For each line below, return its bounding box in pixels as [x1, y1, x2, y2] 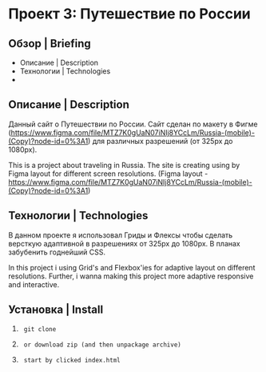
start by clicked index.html [23, 357, 121, 365]
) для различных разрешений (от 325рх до [87, 136, 233, 146]
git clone [23, 326, 57, 334]
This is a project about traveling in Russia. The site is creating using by [8, 160, 240, 170]
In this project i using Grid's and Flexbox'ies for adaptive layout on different [8, 262, 256, 272]
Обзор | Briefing [8, 37, 92, 50]
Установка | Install [8, 303, 104, 317]
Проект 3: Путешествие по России [8, 5, 252, 23]
